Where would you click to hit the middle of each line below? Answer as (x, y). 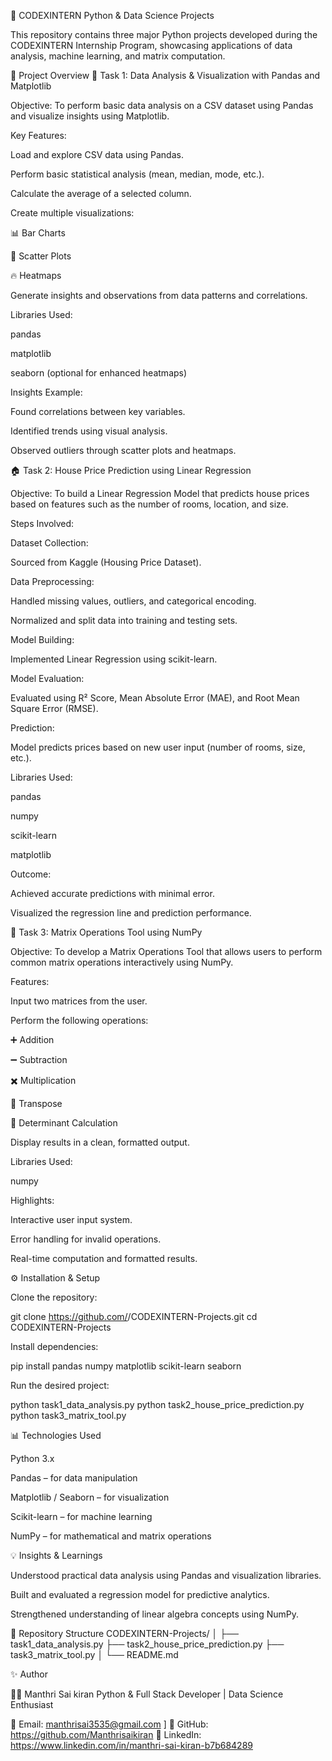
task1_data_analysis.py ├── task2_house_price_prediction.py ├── (147, 1644)
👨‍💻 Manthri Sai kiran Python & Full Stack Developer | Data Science (147, 1694)
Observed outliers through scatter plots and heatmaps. (123, 450)
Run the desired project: (60, 1385)
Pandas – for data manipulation (74, 1478)
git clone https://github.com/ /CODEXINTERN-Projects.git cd (134, 1316)
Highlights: (32, 1200)
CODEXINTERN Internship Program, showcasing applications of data (151, 45)
